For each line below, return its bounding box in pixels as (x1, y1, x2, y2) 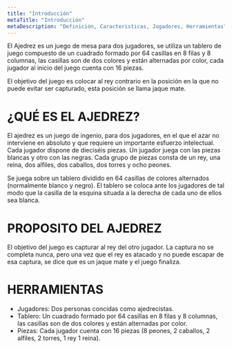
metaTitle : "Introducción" (7, 17, 85, 23)
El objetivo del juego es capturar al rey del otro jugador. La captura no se (7, 243, 214, 252)
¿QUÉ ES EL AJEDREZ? (7, 108, 140, 124)
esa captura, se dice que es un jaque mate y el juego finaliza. (7, 258, 182, 266)
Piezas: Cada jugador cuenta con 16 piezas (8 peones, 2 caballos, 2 (17, 327, 211, 335)
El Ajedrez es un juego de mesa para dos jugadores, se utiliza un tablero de (7, 42, 222, 50)
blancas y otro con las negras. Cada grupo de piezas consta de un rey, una (7, 153, 221, 162)
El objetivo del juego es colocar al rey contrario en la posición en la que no (7, 77, 219, 86)
